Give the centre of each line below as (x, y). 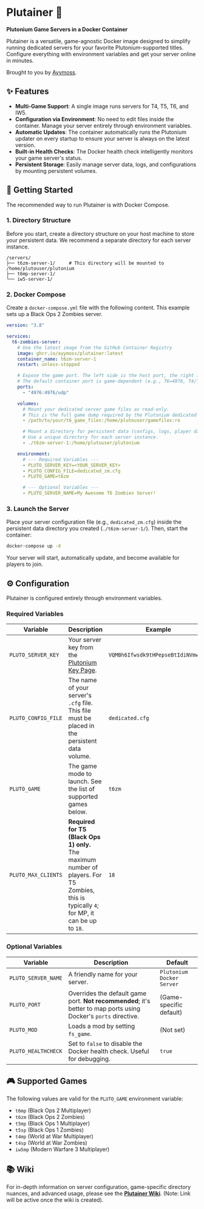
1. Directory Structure (39, 220)
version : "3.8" (25, 325)
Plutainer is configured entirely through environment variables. (84, 598)
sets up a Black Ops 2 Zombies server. (55, 314)
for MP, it (81, 913)
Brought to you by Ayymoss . (42, 72)
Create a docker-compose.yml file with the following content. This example (98, 308)
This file (80, 711)
